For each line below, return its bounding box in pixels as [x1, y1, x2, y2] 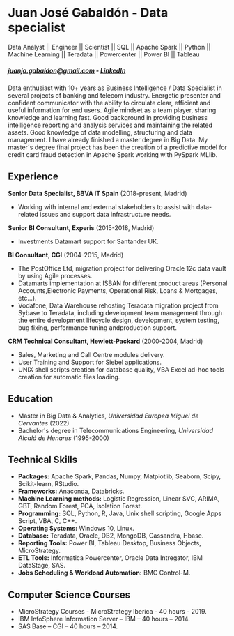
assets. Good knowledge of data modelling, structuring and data [8, 128, 193, 137]
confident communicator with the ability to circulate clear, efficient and [8, 98, 211, 107]
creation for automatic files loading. [17, 372, 120, 381]
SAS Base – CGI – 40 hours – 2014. [17, 622, 118, 630]
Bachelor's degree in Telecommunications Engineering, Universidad [17, 426, 213, 434]
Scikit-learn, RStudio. [17, 480, 79, 488]
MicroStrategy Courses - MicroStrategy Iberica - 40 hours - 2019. [17, 607, 208, 616]
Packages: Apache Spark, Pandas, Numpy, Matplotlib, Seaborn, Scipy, [17, 472, 221, 480]
